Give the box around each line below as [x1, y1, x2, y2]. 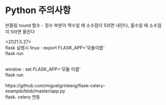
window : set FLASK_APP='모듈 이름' [5, 66, 81, 72]
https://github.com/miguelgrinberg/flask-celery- [5, 82, 105, 88]
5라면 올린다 [10, 28, 35, 34]
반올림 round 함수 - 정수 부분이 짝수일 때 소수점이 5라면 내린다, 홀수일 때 [5, 22, 148, 28]
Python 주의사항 [5, 5, 71, 16]
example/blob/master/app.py [5, 88, 66, 94]
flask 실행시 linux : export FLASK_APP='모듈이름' [5, 44, 105, 50]
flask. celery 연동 [5, 94, 40, 100]
